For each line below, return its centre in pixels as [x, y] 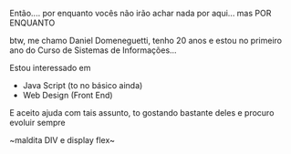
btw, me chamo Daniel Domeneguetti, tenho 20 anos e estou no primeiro [146, 41]
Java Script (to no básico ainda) [83, 85]
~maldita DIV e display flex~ [62, 140]
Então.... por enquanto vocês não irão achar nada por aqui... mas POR [140, 13]
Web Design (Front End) [68, 95]
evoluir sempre [37, 123]
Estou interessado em [50, 68]
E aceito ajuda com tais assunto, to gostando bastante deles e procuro [142, 113]
